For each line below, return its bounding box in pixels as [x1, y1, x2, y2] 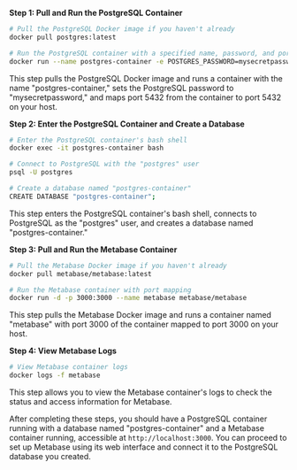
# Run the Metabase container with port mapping [9, 285, 192, 295]
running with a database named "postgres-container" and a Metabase [9, 423, 265, 433]
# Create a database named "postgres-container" [9, 184, 192, 193]
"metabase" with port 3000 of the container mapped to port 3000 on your [9, 319, 279, 330]
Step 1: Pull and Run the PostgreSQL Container [9, 8, 183, 18]
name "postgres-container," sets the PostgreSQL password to [9, 82, 234, 93]
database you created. [9, 451, 91, 461]
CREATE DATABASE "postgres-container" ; [9, 192, 156, 201]
